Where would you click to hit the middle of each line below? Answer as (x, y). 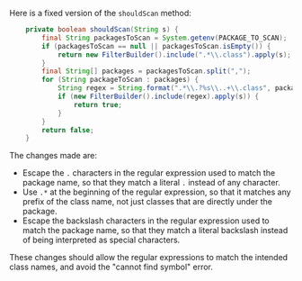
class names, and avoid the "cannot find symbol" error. (111, 267)
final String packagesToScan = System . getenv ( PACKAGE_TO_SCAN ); (164, 38)
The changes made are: (53, 156)
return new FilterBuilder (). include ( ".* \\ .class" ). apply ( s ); (174, 54)
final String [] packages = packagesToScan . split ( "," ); (147, 71)
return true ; (98, 104)
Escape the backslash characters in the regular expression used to (146, 221)
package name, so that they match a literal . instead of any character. (151, 183)
